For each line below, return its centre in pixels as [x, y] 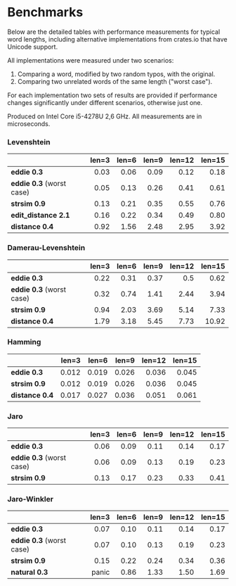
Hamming [24, 342]
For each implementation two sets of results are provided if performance [112, 95]
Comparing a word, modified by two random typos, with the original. [116, 74]
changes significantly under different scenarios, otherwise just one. [105, 102]
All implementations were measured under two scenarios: [91, 60]
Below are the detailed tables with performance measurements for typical [114, 32]
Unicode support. [33, 46]
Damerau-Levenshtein [46, 248]
